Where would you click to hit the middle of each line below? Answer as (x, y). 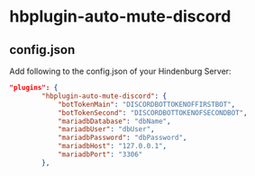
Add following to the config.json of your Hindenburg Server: (120, 71)
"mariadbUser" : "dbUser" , (106, 129)
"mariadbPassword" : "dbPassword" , (122, 138)
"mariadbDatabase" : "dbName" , (114, 121)
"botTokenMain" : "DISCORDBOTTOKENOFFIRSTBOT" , (146, 104)
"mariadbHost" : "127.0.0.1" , (112, 146)
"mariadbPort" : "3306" (100, 154)
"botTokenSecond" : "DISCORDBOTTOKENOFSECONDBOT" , (152, 113)
